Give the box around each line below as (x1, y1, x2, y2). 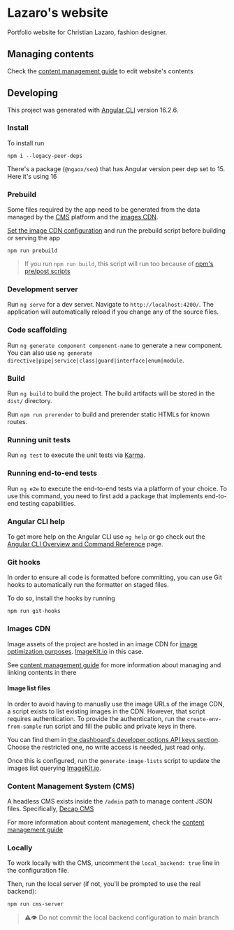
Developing (7, 87, 58, 99)
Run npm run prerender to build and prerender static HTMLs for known (7, 410, 210, 419)
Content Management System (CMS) (7, 781, 135, 791)
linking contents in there (7, 668, 77, 676)
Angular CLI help (7, 516, 65, 526)
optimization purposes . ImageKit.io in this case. (7, 647, 144, 655)
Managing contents (7, 48, 94, 60)
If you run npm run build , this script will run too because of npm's (24, 260, 214, 268)
